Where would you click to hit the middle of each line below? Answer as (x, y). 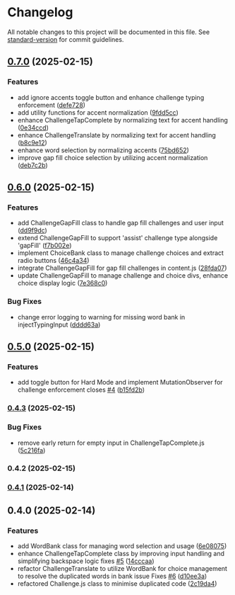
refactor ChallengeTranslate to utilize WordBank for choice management (122, 569)
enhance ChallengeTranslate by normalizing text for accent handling (117, 135)
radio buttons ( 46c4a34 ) (53, 261)
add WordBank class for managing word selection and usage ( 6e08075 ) (122, 546)
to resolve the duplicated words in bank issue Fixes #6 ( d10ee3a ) (112, 576)
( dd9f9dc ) (32, 230)
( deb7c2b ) (32, 165)
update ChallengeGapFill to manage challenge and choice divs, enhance (122, 276)
